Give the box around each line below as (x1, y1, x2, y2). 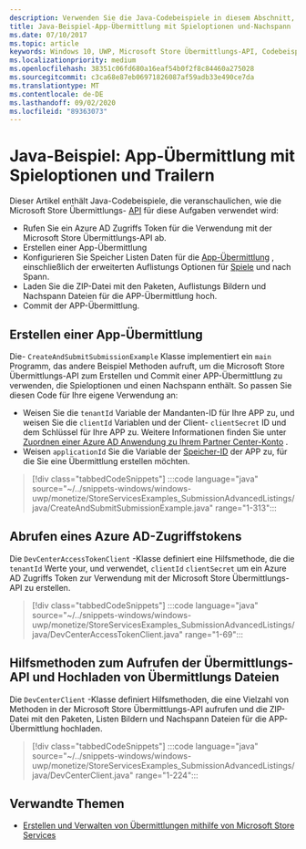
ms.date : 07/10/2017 (9, 30, 88, 39)
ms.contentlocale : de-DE (9, 89, 104, 98)
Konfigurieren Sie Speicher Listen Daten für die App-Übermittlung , (22, 252, 275, 263)
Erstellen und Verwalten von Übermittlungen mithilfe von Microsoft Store (22, 820, 295, 831)
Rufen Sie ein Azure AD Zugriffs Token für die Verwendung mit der (22, 223, 273, 233)
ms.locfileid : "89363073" (9, 107, 107, 116)
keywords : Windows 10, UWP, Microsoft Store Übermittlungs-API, (9, 47, 259, 57)
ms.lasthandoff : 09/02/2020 (9, 98, 117, 108)
